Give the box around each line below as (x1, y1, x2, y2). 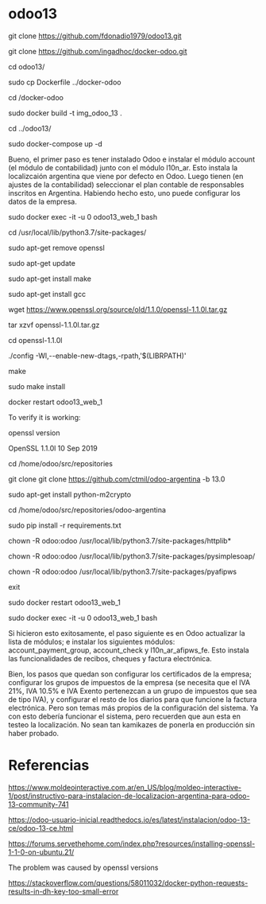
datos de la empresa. (8, 197, 77, 206)
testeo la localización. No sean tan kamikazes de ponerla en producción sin (8, 719, 256, 729)
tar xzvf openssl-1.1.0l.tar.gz (8, 320, 100, 329)
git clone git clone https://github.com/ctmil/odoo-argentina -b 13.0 (8, 474, 226, 484)
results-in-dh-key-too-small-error (8, 886, 119, 896)
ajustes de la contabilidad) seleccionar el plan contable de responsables (8, 180, 245, 189)
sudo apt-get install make (8, 274, 91, 283)
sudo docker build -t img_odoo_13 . (8, 108, 122, 118)
